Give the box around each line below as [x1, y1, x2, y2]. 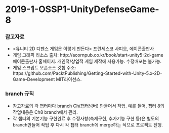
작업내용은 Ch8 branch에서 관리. [12, 109, 78, 115]
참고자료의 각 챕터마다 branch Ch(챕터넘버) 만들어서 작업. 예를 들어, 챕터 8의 [12, 103, 164, 109]
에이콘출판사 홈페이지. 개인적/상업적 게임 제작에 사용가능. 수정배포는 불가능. [12, 58, 162, 64]
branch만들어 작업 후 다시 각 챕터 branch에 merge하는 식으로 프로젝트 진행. [12, 121, 163, 127]
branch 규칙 [5, 90, 34, 97]
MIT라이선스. [56, 76, 82, 82]
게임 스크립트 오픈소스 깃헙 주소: [12, 65, 76, 71]
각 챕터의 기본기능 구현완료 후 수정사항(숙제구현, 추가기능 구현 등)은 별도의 [12, 115, 159, 121]
